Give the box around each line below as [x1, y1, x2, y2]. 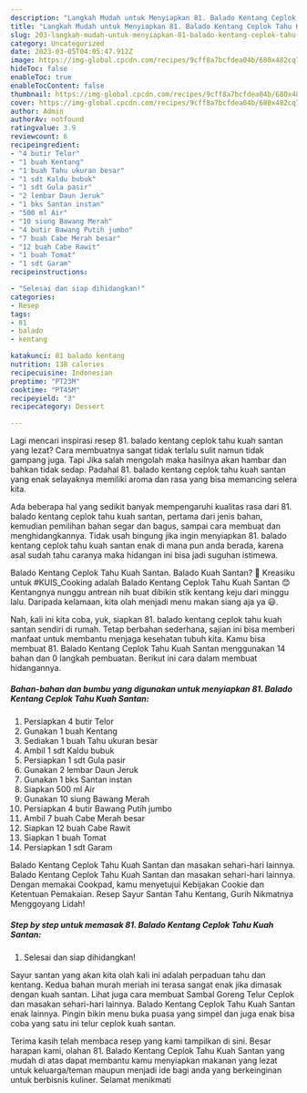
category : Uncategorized [10, 38, 105, 48]
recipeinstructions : [10, 268, 89, 277]
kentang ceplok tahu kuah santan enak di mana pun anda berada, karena [10, 540, 284, 552]
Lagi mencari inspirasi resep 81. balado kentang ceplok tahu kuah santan [10, 435, 283, 447]
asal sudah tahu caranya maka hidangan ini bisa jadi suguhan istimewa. [10, 550, 279, 561]
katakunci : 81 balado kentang [10, 352, 126, 361]
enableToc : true [10, 73, 72, 82]
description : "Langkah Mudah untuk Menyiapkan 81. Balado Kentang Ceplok [10, 13, 297, 23]
